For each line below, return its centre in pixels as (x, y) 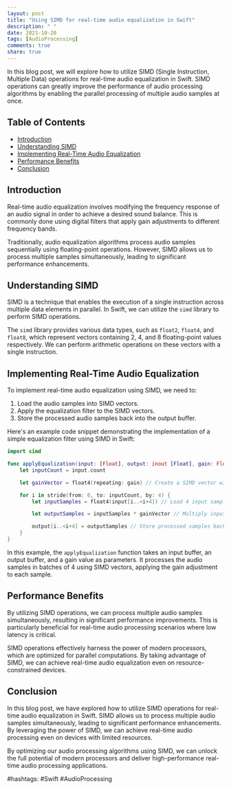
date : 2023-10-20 (32, 33)
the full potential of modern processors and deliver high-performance (106, 758)
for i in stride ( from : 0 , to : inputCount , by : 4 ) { (95, 495)
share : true (24, 52)
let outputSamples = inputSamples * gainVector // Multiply (120, 514)
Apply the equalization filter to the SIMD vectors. (86, 411)
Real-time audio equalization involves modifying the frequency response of (113, 207)
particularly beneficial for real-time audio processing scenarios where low (112, 627)
